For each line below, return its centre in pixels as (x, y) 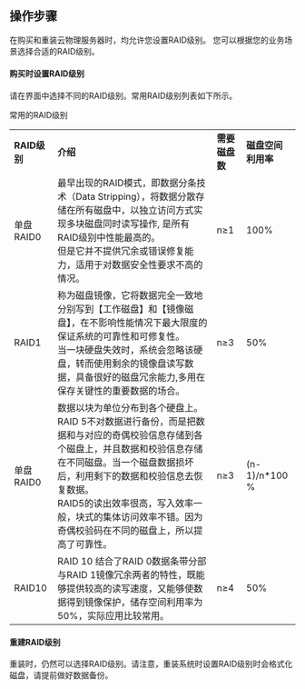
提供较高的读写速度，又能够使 (130, 589)
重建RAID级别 (35, 642)
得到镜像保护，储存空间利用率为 (135, 603)
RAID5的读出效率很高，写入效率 (125, 504)
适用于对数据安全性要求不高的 (139, 265)
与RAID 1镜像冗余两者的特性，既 (127, 575)
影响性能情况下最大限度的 (153, 323)
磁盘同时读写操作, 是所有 (138, 224)
